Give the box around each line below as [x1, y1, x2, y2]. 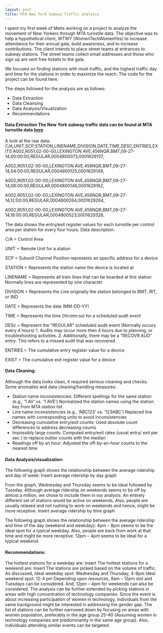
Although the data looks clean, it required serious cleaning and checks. [5, 379, 148, 384]
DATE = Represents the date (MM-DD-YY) [5, 303, 89, 309]
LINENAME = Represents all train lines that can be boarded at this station [5, 274, 152, 280]
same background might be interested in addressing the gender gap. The [5, 602, 152, 608]
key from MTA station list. [12, 403, 64, 409]
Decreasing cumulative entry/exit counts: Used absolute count [12, 419, 138, 425]
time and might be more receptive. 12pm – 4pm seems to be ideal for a [5, 533, 147, 539]
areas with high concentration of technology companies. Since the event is [5, 591, 156, 597]
